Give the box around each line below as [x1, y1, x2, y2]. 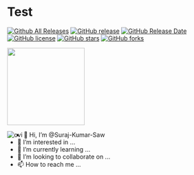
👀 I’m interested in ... [17, 138, 76, 146]
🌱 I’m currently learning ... [17, 145, 91, 153]
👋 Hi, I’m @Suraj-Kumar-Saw [23, 130, 105, 139]
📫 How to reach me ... [17, 160, 81, 168]
